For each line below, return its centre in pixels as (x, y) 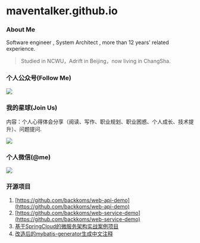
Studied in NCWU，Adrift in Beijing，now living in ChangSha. (96, 61)
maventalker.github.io (62, 11)
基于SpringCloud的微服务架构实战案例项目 (67, 226)
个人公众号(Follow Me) (39, 78)
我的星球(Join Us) (32, 107)
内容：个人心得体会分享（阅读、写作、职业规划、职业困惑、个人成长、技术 (97, 122)
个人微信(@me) (29, 157)
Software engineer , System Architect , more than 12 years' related (88, 42)
